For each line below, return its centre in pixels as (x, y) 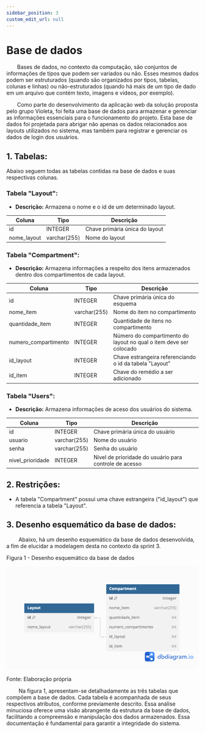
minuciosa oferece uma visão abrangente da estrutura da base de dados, (99, 710)
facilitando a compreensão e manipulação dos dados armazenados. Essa (98, 717)
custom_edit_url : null (35, 19)
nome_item (23, 312)
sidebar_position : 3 (33, 13)
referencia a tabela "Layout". (51, 506)
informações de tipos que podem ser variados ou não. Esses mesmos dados (103, 74)
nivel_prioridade (29, 460)
